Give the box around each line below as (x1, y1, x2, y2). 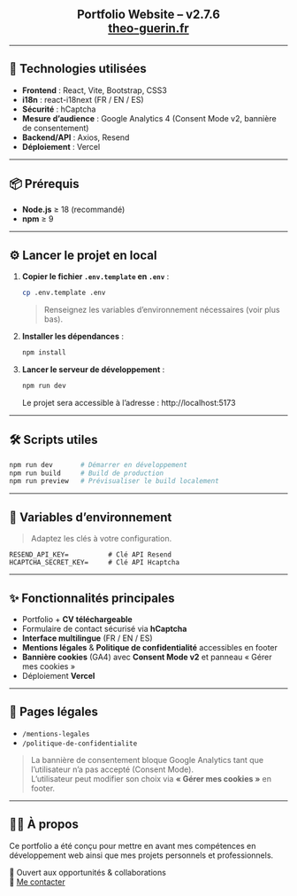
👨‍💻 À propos (9, 817, 80, 832)
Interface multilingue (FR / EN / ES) (21, 633, 153, 643)
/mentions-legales (21, 729, 90, 738)
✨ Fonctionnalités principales (9, 590, 175, 605)
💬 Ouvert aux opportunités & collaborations (9, 867, 166, 877)
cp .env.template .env (21, 288, 106, 298)
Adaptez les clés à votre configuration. (30, 534, 172, 544)
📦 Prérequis (9, 176, 80, 191)
